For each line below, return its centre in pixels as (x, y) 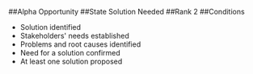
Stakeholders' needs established (74, 36)
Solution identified (51, 27)
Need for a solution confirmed (70, 53)
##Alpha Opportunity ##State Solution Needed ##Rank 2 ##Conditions (126, 12)
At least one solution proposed (71, 61)
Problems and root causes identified (80, 44)
